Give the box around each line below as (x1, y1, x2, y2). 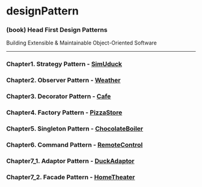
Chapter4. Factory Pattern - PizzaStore (6, 108, 123, 117)
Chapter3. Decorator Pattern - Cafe (6, 92, 111, 100)
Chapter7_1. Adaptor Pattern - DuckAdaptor (6, 156, 135, 165)
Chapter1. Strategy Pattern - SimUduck (6, 60, 122, 69)
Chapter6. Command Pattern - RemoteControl (6, 141, 143, 149)
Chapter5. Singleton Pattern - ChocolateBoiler (6, 124, 144, 133)
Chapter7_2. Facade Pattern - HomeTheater (6, 173, 135, 181)
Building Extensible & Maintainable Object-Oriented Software (6, 39, 158, 46)
